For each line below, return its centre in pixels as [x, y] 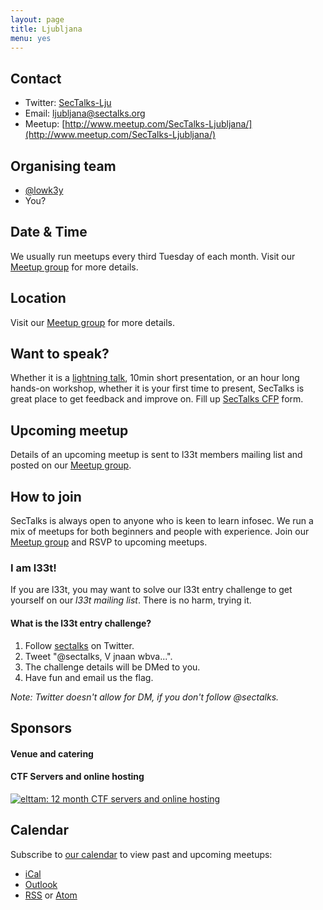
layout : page [37, 19]
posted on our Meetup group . [71, 465]
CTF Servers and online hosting [77, 777]
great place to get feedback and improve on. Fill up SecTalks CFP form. [157, 399]
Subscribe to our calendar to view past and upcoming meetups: [141, 854]
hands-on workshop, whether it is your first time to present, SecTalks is [157, 388]
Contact [36, 78]
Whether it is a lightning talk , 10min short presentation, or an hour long [155, 378]
